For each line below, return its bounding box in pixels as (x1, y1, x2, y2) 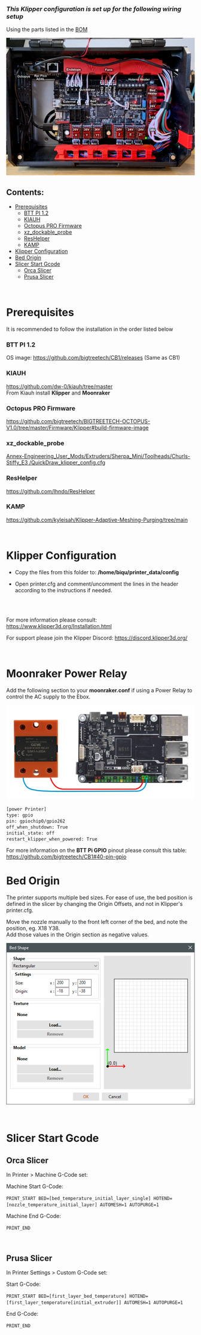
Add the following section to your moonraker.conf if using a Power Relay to (6, 686, 193, 694)
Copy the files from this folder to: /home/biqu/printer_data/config (14, 568, 179, 575)
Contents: (6, 187, 44, 197)
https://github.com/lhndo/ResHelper (6, 487, 96, 495)
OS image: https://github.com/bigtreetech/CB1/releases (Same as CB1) (6, 354, 181, 361)
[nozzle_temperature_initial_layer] (6, 1202, 98, 1208)
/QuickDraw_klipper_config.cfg (29, 459, 106, 466)
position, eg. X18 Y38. (6, 924, 60, 932)
